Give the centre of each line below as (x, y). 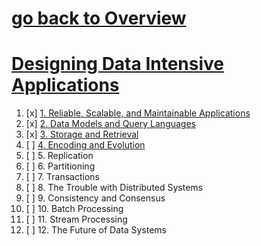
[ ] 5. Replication (59, 156)
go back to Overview (99, 18)
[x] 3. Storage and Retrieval (82, 134)
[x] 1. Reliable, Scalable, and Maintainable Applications (138, 113)
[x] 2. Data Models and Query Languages (111, 124)
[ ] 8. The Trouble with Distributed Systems (114, 188)
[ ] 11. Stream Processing (76, 219)
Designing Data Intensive (118, 64)
